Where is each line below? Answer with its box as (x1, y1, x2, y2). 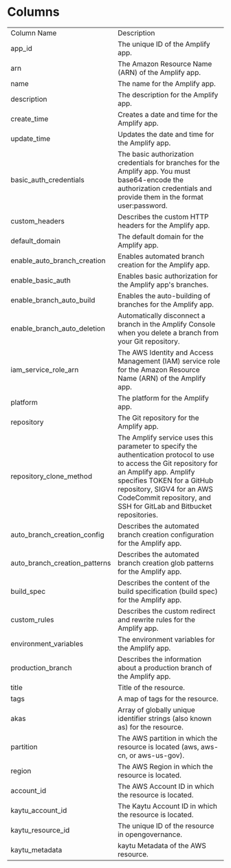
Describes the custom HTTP (118, 212, 209, 221)
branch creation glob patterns (118, 558, 214, 568)
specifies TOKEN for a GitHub (118, 476, 214, 485)
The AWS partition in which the (118, 733, 218, 743)
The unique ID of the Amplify (118, 39, 211, 49)
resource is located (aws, (118, 742, 199, 751)
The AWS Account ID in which (118, 781, 214, 791)
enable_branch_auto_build (10, 295, 96, 304)
